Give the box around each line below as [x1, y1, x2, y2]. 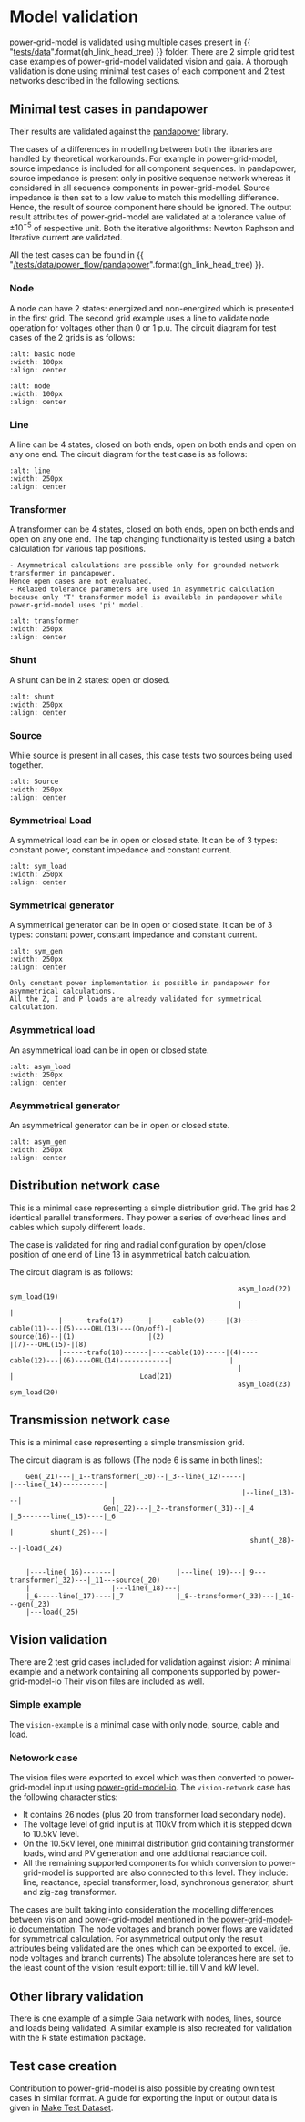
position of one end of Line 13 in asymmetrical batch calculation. [9, 1249, 251, 1260]
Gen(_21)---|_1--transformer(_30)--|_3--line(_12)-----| [25, 1472, 247, 1481]
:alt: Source [9, 777, 59, 786]
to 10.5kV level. [22, 1829, 80, 1840]
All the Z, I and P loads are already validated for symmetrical [9, 995, 262, 1004]
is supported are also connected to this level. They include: [66, 1867, 289, 1878]
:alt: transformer [9, 617, 79, 626]
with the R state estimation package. [9, 2032, 147, 2043]
